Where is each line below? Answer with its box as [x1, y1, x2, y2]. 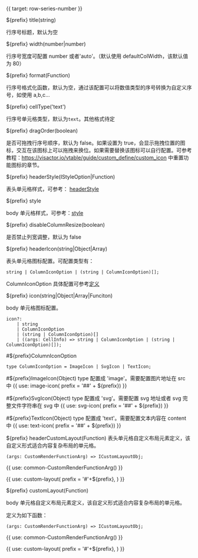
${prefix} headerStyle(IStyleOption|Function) [6, 174, 115, 180]
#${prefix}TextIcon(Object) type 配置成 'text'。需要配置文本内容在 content [6, 415, 187, 422]
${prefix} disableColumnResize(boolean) [6, 221, 105, 228]
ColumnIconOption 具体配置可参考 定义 [6, 280, 100, 287]
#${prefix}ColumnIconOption [6, 353, 77, 359]
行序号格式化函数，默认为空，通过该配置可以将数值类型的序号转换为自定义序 [6, 84, 192, 91]
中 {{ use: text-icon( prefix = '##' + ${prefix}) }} [6, 422, 121, 429]
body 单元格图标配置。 [6, 304, 62, 311]
